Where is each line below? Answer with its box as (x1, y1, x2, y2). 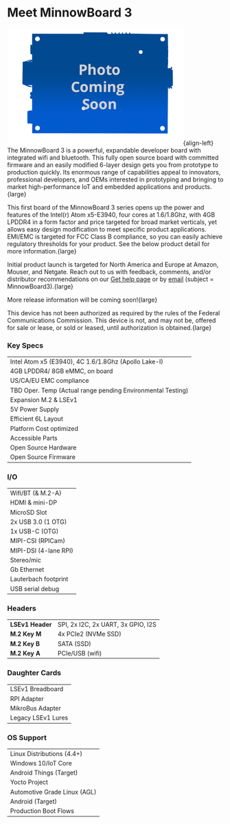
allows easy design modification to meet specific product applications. (7, 225, 207, 233)
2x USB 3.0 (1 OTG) (10, 517, 67, 526)
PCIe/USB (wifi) (57, 649, 102, 657)
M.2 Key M (10, 630, 42, 638)
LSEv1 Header (10, 621, 52, 629)
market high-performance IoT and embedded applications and (7, 182, 184, 190)
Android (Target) (10, 797, 57, 805)
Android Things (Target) (10, 768, 78, 777)
